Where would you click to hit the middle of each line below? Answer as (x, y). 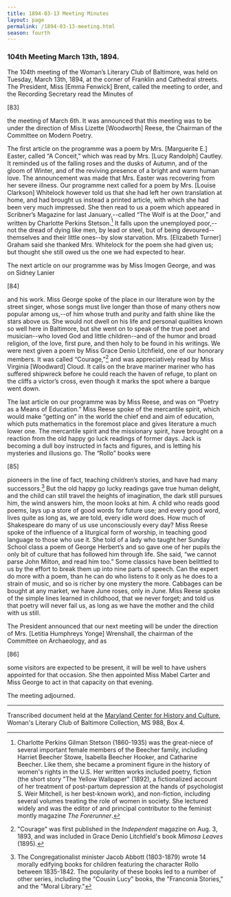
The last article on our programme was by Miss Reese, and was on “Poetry (113, 402)
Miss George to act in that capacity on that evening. (80, 682)
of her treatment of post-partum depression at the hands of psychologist (120, 786)
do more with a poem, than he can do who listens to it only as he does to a (112, 576)
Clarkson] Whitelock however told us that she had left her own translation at (114, 192)
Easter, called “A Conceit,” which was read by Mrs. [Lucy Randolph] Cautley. (115, 156)
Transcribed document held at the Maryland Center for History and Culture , (114, 715)
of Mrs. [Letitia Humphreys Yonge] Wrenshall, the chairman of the (100, 633)
